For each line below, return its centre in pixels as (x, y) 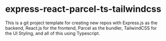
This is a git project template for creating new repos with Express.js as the (81, 23)
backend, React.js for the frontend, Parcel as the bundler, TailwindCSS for (81, 28)
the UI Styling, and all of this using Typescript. (52, 33)
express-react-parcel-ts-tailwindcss (83, 9)
